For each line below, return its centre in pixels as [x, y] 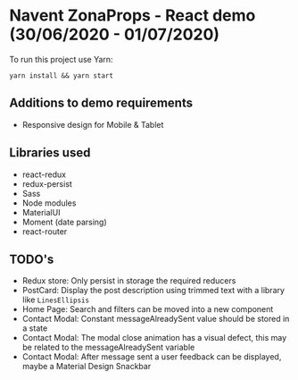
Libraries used [50, 153]
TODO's [32, 259]
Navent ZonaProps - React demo [132, 16]
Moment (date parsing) [64, 222]
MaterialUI [41, 212]
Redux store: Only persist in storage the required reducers [129, 281]
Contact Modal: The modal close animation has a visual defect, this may [154, 338]
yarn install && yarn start [62, 76]
